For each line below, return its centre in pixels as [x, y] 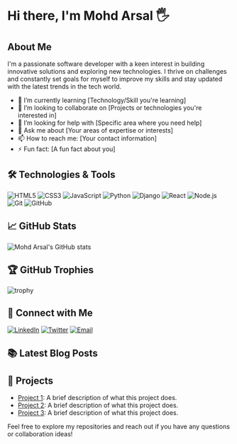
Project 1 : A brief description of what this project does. [97, 398]
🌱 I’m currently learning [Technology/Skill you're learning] [102, 100]
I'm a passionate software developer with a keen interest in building [106, 64]
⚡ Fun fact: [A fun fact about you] [66, 149]
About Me [29, 46]
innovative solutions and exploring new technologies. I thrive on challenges [117, 71]
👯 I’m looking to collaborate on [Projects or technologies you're [110, 108]
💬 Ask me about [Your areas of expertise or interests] [95, 130]
